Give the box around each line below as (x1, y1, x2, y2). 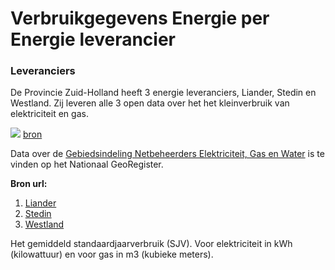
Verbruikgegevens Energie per (10, 7, 270, 30)
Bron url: (10, 178, 48, 190)
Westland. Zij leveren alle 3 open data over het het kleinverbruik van (10, 97, 290, 109)
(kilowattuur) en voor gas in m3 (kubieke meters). (10, 248, 214, 261)
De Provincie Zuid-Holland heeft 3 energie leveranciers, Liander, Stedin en (10, 87, 317, 99)
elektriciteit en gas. (10, 108, 89, 120)
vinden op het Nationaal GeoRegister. (10, 158, 164, 171)
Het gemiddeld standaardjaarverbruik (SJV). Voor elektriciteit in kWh (10, 238, 293, 250)
